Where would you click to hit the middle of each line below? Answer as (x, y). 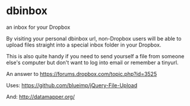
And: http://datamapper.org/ (41, 97)
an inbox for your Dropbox (38, 27)
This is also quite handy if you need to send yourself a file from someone (95, 56)
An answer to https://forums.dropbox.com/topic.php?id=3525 (82, 74)
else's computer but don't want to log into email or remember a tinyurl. (93, 62)
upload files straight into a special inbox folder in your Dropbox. (84, 45)
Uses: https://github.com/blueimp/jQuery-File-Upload (72, 85)
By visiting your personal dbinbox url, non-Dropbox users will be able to (94, 38)
